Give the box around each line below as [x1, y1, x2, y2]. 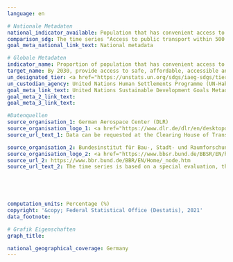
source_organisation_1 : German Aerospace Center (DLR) [7, 119, 169, 125]
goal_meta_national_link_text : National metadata [7, 42, 154, 49]
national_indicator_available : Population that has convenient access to [7, 29, 225, 36]
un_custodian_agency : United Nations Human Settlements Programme [7, 80, 203, 87]
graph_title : [7, 232, 45, 239]
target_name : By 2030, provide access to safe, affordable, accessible [7, 67, 218, 74]
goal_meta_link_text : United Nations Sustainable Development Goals [7, 87, 209, 94]
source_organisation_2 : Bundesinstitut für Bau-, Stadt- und [7, 143, 188, 151]
